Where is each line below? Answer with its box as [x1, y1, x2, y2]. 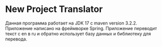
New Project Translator [5, 3, 103, 15]
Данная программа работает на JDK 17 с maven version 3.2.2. [5, 20, 137, 26]
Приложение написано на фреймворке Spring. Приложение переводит [5, 25, 157, 31]
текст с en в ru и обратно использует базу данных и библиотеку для [5, 30, 151, 36]
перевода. [5, 36, 27, 42]
